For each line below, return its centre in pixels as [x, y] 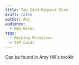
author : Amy [17, 19]
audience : [15, 24]
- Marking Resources [31, 38]
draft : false [19, 15]
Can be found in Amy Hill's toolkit [39, 57]
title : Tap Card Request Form [37, 10]
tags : [11, 33]
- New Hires [22, 29]
